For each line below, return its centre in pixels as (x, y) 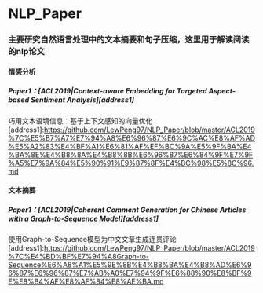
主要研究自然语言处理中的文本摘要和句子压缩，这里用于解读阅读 (129, 40)
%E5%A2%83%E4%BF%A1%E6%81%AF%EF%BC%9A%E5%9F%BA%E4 (130, 146)
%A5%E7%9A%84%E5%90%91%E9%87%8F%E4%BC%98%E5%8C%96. (131, 163)
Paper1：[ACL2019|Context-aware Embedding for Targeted (108, 91)
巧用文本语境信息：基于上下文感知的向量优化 (80, 121)
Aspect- (222, 91)
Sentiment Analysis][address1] (82, 100)
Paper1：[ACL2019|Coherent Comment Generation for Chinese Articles (127, 210)
